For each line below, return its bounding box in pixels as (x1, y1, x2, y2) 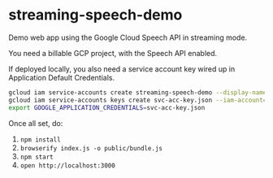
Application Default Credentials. (8, 72, 115, 82)
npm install (19, 136, 61, 144)
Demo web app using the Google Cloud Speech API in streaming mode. (8, 33, 248, 42)
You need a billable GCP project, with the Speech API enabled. (8, 48, 218, 58)
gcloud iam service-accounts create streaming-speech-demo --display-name (8, 88, 267, 97)
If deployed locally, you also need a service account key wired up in (8, 63, 236, 74)
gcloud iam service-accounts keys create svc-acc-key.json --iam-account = (8, 96, 267, 104)
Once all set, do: (8, 118, 63, 128)
